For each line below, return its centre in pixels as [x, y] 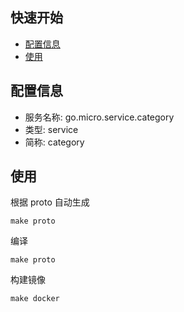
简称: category [54, 142]
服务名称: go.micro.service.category [99, 117]
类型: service [51, 129]
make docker [35, 299]
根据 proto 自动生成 [50, 202]
